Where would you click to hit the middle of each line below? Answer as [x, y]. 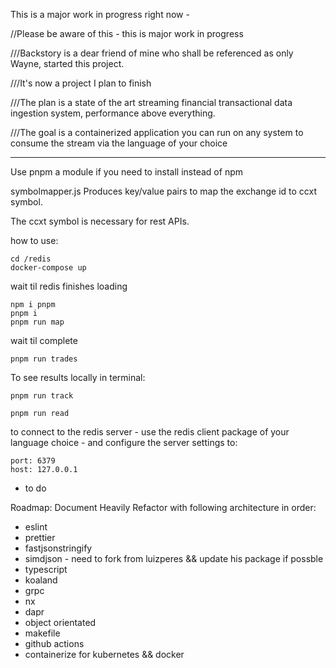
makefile [42, 633]
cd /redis [31, 259]
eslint [36, 527]
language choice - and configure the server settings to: [124, 442]
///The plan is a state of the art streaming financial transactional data [151, 102]
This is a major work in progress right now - [100, 14]
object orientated [60, 622]
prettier [40, 537]
